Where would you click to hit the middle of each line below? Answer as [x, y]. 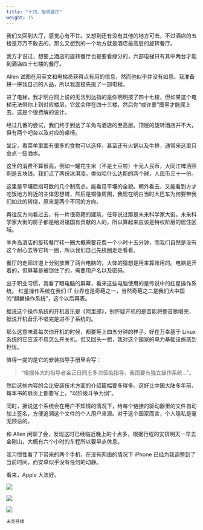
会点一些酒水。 [25, 153]
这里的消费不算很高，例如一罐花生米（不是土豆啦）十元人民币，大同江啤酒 [99, 166]
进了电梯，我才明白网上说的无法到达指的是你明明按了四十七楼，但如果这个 [99, 97]
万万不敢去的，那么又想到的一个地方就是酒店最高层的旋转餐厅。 [96, 43]
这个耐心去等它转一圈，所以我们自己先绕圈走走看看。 [72, 250]
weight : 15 [20, 18]
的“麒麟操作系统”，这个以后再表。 [48, 298]
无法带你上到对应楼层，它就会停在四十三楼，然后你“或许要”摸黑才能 [96, 104]
